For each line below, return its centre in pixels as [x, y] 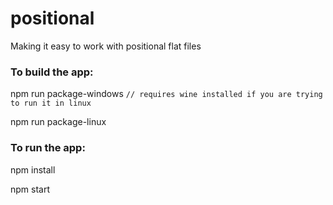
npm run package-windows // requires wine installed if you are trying [166, 94]
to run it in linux [51, 103]
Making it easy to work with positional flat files [106, 46]
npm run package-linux [58, 122]
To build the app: [52, 72]
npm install [33, 169]
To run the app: [48, 148]
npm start [30, 189]
